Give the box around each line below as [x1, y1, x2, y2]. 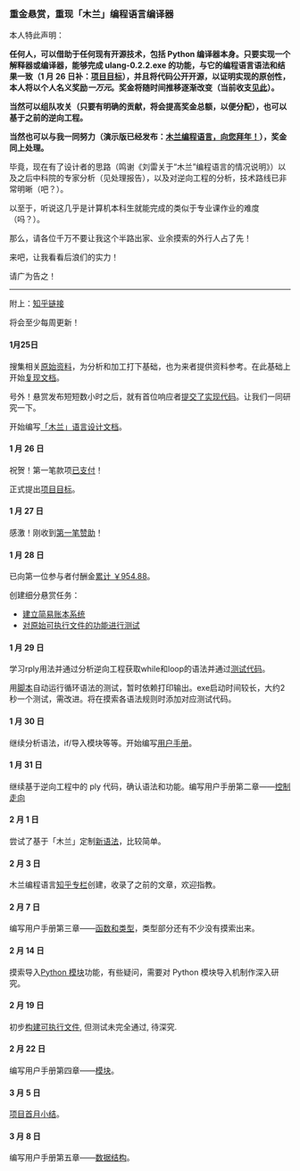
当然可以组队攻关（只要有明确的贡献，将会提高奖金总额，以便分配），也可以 [9, 101, 287, 112]
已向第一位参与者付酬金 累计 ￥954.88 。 [9, 571, 155, 582]
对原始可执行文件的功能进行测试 [21, 620, 140, 631]
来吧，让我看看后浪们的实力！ [9, 252, 119, 262]
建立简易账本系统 [21, 609, 86, 619]
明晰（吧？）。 [16, 184, 69, 195]
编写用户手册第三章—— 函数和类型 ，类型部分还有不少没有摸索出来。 [9, 923, 260, 934]
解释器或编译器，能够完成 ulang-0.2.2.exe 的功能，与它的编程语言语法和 [9, 60, 279, 71]
